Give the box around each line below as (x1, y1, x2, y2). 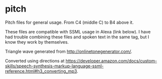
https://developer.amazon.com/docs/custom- (65, 58, 157, 63)
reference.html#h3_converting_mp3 (5, 68, 77, 74)
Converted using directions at (5, 58, 65, 63)
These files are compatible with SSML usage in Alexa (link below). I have (5, 29, 151, 34)
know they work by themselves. (5, 39, 69, 45)
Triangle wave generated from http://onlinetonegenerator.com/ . (5, 48, 133, 54)
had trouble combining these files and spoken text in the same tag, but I (5, 34, 149, 40)
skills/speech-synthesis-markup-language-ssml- (5, 63, 104, 69)
